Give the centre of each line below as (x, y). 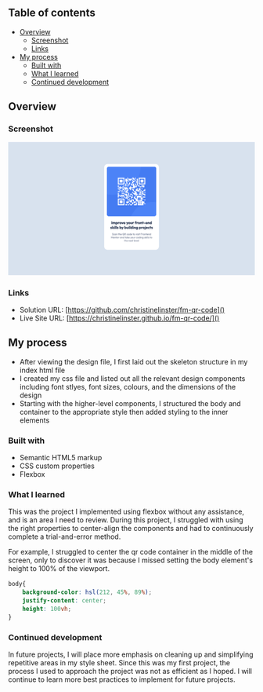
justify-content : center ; (65, 601)
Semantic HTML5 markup (61, 458)
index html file (42, 370)
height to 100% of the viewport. (59, 569)
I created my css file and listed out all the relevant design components (132, 378)
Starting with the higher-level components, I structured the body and (130, 403)
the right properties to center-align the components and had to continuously (131, 529)
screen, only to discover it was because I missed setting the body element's (130, 560)
